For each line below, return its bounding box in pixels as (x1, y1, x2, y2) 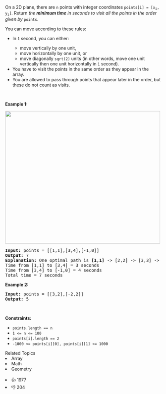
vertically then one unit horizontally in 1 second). (19, 60, 119, 66)
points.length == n (12, 326, 53, 331)
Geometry (11, 366, 32, 372)
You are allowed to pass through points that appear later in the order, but (12, 76, 161, 82)
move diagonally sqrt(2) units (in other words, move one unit (19, 56, 145, 61)
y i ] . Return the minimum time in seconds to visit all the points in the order (5, 10, 157, 17)
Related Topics (5, 350, 36, 356)
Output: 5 (5, 296, 29, 302)
